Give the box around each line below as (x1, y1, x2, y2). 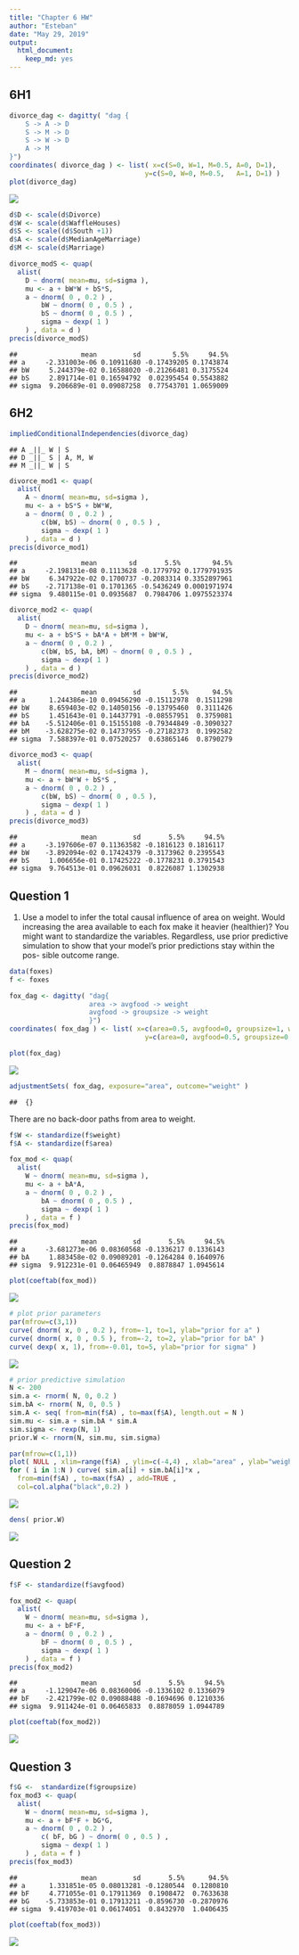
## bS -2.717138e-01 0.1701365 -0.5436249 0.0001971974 (9, 582, 233, 591)
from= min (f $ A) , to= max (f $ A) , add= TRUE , (17, 1474, 177, 1483)
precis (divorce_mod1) (9, 543, 90, 552)
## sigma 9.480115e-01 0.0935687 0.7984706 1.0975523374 (9, 590, 233, 599)
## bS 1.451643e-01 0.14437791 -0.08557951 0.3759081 (9, 711, 233, 720)
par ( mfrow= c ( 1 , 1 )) (9, 1450, 77, 1458)
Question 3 (9, 1759, 72, 1774)
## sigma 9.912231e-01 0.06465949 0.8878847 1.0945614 (9, 1261, 225, 1270)
